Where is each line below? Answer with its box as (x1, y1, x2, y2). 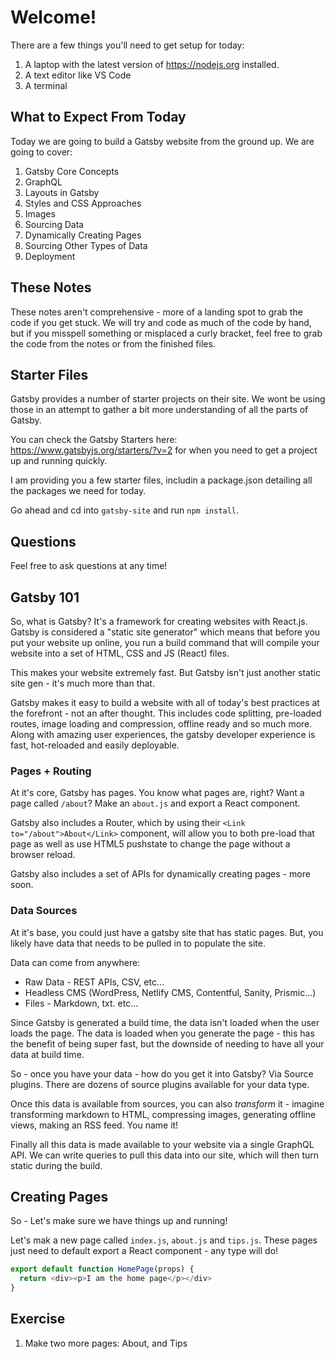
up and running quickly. (10, 455, 108, 467)
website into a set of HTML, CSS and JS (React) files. (10, 647, 230, 659)
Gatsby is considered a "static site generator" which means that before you (10, 626, 321, 638)
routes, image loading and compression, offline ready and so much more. (10, 718, 313, 730)
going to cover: (10, 146, 73, 158)
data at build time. (10, 1048, 85, 1060)
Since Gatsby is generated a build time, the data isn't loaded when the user (10, 1016, 320, 1028)
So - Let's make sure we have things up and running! (10, 1215, 228, 1227)
